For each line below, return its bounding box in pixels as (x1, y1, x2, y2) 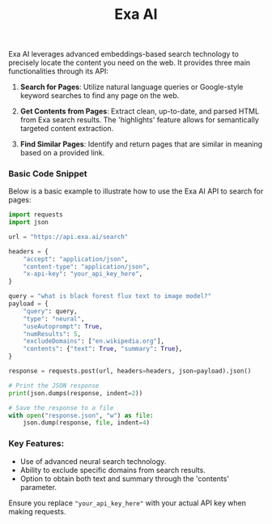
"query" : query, (23, 307, 79, 315)
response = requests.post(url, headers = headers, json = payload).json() (8, 367, 252, 376)
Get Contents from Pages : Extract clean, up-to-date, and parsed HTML (19, 106, 260, 116)
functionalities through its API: (8, 66, 109, 76)
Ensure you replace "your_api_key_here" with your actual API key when (8, 498, 247, 508)
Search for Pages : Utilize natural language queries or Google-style (19, 82, 244, 92)
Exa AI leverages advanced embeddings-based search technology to (8, 49, 239, 58)
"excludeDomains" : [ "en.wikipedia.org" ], (23, 337, 164, 346)
